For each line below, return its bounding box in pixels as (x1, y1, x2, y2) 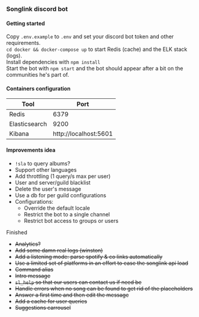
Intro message (14, 272, 51, 279)
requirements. (6, 40, 41, 47)
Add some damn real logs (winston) (14, 246, 103, 253)
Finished (6, 228, 28, 236)
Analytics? (14, 240, 41, 247)
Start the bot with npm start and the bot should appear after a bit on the (6, 65, 183, 72)
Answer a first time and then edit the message (14, 291, 129, 298)
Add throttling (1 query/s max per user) (14, 173, 111, 180)
